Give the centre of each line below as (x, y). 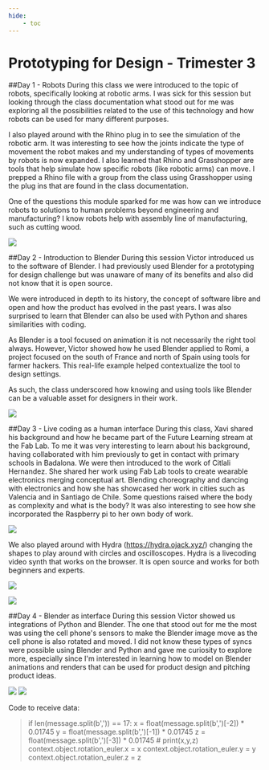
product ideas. (32, 676)
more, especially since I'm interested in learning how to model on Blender (130, 658)
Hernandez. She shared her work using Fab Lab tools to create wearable (128, 471)
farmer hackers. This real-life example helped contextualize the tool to (124, 365)
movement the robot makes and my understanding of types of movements (131, 152)
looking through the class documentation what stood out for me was (121, 102)
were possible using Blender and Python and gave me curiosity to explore (130, 650)
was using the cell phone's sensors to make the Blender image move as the (133, 633)
